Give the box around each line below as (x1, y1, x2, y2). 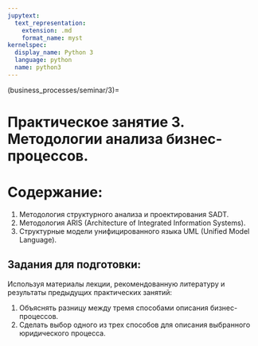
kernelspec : (7, 41, 47, 49)
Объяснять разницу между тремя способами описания (18, 303, 209, 313)
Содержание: (7, 184, 103, 201)
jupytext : (7, 11, 41, 20)
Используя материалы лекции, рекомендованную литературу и (7, 279, 225, 289)
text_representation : (14, 19, 87, 27)
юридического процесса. (18, 328, 106, 338)
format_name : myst (21, 33, 83, 42)
